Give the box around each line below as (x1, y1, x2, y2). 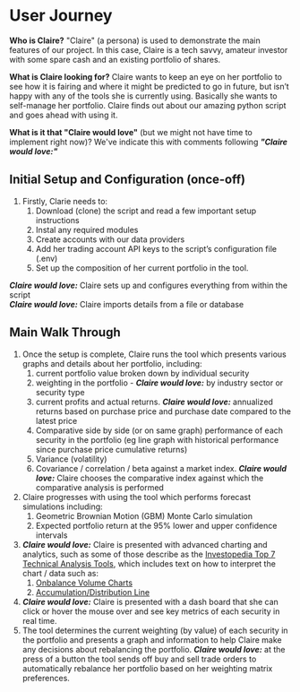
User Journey (9, 5, 113, 26)
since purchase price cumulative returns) (35, 444, 188, 454)
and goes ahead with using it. (9, 109, 118, 120)
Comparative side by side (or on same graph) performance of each (35, 425, 284, 436)
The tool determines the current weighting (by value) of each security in (21, 625, 288, 636)
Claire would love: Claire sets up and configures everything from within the (9, 280, 288, 290)
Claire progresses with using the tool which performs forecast (21, 491, 252, 502)
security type (35, 386, 85, 397)
